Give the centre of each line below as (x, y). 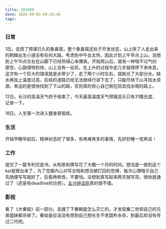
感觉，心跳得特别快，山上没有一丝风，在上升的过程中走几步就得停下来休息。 (83, 67)
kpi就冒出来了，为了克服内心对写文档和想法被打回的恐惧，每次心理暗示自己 (82, 171)
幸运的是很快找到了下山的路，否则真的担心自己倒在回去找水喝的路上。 (85, 86)
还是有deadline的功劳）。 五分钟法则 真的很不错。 (67, 183)
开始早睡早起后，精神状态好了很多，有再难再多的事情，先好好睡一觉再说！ (81, 138)
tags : (11, 19)
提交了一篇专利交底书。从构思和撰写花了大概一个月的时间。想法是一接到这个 (83, 165)
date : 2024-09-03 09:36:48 (33, 14)
